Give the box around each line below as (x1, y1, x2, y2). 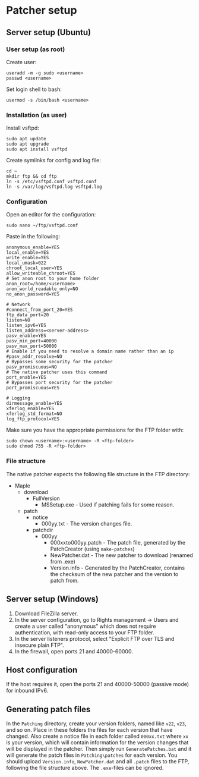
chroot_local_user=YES (6, 265, 62, 271)
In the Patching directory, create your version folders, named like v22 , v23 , (6, 720, 187, 727)
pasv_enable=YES (6, 333, 46, 339)
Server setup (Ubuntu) (6, 27, 91, 37)
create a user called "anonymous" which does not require (14, 622, 156, 630)
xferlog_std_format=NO (6, 411, 62, 417)
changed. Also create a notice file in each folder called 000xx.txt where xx (6, 732, 189, 740)
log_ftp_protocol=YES (6, 416, 60, 422)
